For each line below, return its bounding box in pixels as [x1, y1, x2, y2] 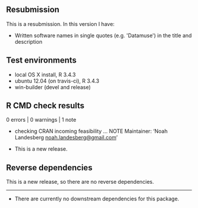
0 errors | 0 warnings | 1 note [6, 116, 77, 123]
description [14, 38, 42, 45]
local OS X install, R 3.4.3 [14, 71, 76, 78]
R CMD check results [6, 100, 85, 111]
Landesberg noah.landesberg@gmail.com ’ [14, 134, 118, 141]
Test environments [6, 56, 77, 66]
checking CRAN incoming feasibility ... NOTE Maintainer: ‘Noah [14, 128, 168, 135]
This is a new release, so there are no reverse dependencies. [6, 178, 154, 186]
